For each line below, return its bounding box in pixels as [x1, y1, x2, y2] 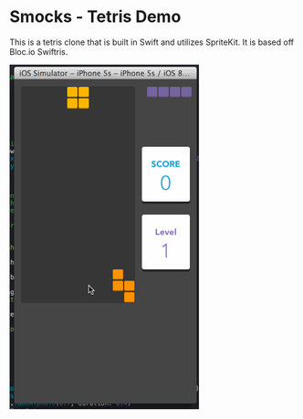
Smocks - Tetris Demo [9, 6, 182, 27]
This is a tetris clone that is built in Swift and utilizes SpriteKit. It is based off [9, 37, 295, 47]
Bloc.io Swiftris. [9, 46, 68, 57]
